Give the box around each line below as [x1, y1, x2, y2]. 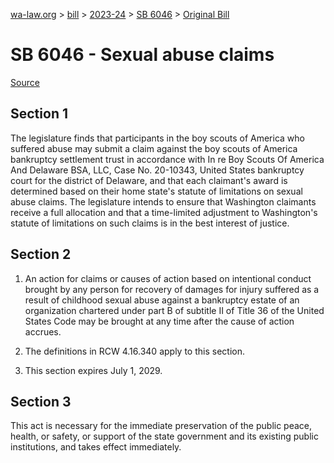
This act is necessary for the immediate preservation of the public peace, [10, 420, 313, 432]
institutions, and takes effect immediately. [10, 441, 182, 453]
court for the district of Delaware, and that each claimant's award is [10, 174, 288, 186]
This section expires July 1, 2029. [24, 364, 163, 376]
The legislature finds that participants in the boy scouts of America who [10, 132, 305, 144]
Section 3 [10, 393, 72, 410]
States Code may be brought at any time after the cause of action [24, 315, 295, 327]
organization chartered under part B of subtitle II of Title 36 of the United [24, 304, 325, 316]
